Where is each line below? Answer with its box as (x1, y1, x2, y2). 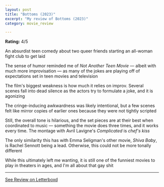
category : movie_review (5, 21, 54, 26)
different (5, 148, 22, 154)
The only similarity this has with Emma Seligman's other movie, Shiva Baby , (5, 137, 157, 143)
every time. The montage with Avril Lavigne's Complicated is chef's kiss (5, 128, 150, 134)
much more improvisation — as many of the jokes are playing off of (5, 68, 140, 74)
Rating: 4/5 (5, 39, 28, 45)
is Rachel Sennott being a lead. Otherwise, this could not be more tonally (5, 143, 151, 149)
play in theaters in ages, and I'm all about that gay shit (5, 162, 114, 168)
